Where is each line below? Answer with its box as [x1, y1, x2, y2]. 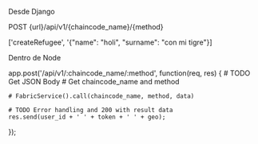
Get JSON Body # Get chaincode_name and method [8, 77, 180, 86]
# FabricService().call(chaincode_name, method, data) [8, 92, 195, 100]
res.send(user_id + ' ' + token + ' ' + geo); [8, 113, 166, 121]
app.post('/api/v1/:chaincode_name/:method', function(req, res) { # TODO [8, 68, 251, 78]
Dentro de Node [8, 53, 62, 62]
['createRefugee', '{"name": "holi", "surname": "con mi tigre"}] [8, 37, 213, 47]
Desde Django [8, 7, 55, 16]
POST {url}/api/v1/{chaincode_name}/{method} [8, 22, 164, 31]
